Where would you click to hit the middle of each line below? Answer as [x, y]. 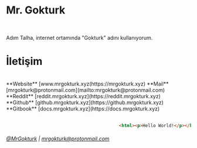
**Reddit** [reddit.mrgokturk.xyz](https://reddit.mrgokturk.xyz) [84, 96]
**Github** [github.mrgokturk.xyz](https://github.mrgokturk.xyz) [85, 102]
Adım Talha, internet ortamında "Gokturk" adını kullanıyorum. [79, 37]
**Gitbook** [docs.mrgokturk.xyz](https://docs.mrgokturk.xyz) [83, 108]
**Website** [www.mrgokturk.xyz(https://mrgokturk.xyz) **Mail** [87, 84]
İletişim [24, 61]
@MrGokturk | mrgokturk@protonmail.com [58, 139]
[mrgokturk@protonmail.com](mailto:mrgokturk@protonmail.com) [86, 90]
